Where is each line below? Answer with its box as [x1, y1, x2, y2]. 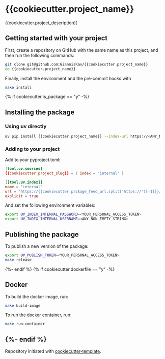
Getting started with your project [5, 34, 108, 42]
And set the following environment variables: [5, 202, 96, 208]
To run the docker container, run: [5, 312, 72, 318]
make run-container [5, 322, 45, 326]
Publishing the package [5, 230, 79, 238]
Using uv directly [5, 123, 47, 130]
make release [5, 257, 32, 262]
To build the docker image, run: [5, 294, 69, 299]
